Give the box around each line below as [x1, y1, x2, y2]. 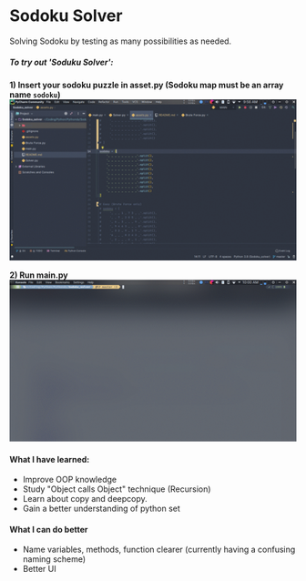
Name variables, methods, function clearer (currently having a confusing [22, 544, 296, 556]
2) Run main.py [9, 270, 68, 280]
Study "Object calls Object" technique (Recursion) [22, 484, 211, 494]
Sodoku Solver [9, 5, 123, 26]
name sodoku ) [9, 88, 61, 100]
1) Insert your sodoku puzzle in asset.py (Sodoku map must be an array [9, 79, 284, 90]
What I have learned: [9, 454, 90, 464]
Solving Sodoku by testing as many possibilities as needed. [9, 36, 232, 46]
